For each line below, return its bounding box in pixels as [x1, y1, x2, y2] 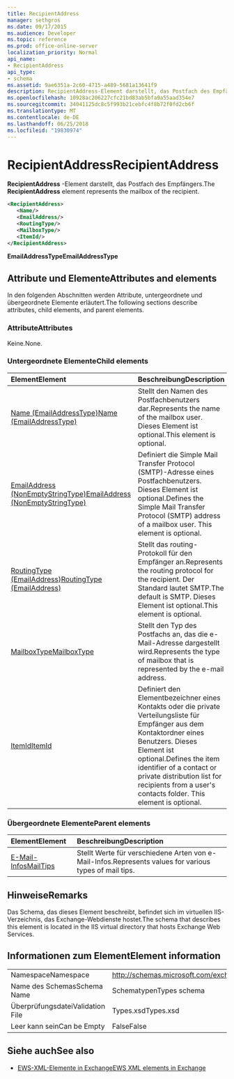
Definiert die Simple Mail [138, 450, 218, 459]
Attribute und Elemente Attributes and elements [7, 273, 217, 284]
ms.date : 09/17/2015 [7, 23, 68, 30]
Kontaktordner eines [138, 728, 204, 737]
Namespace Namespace [10, 970, 90, 979]
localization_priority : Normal [7, 49, 98, 56]
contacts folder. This [138, 788, 205, 798]
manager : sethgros [7, 17, 61, 24]
